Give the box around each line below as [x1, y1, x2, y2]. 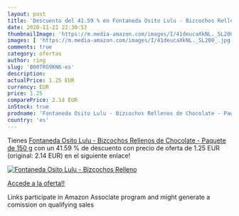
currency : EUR [7, 83, 50, 91]
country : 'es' [7, 116, 50, 123]
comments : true [7, 43, 53, 51]
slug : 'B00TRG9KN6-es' [7, 63, 75, 71]
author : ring [7, 57, 46, 64]
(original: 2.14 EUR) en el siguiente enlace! [7, 151, 131, 160]
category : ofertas [7, 51, 62, 58]
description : [7, 70, 46, 77]
